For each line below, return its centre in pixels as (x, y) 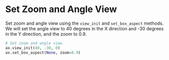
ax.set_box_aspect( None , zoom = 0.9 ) (43, 52)
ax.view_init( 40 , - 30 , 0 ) (33, 48)
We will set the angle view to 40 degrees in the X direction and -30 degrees (84, 28)
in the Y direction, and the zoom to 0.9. (46, 34)
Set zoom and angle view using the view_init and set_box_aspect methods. (84, 23)
